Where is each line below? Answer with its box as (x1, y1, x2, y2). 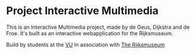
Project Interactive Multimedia (6, 4, 159, 18)
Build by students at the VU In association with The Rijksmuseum (6, 41, 165, 48)
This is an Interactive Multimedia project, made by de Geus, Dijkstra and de (6, 23, 190, 31)
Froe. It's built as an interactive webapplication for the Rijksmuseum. (6, 29, 173, 36)
